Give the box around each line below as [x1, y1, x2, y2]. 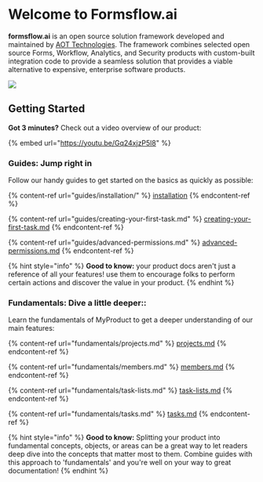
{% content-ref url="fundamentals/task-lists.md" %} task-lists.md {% [8, 386, 233, 395]
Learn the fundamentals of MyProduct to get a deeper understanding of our [8, 315, 254, 324]
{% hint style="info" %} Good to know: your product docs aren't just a [8, 261, 236, 271]
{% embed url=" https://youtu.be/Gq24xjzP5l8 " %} [8, 138, 171, 147]
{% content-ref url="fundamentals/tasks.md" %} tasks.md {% [8, 409, 209, 419]
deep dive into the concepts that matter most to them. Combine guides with [8, 449, 253, 459]
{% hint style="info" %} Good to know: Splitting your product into [8, 433, 221, 442]
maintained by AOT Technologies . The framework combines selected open [8, 39, 250, 49]
